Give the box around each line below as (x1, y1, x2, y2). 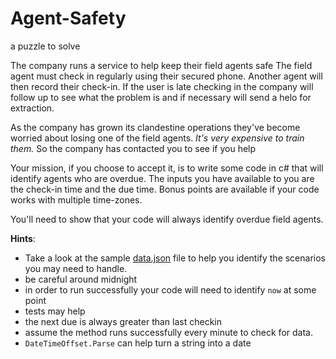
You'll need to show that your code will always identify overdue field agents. (10, 213, 324, 225)
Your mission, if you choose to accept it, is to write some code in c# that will (10, 162, 324, 174)
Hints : (10, 232, 36, 244)
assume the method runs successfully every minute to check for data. (24, 326, 313, 338)
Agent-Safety (10, 7, 127, 30)
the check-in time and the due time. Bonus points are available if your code (10, 183, 320, 195)
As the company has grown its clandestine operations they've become (10, 121, 301, 133)
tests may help (24, 305, 86, 317)
